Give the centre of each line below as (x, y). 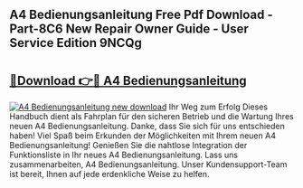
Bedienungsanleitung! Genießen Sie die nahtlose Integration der (128, 145)
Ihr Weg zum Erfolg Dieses (218, 107)
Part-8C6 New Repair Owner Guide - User (129, 29)
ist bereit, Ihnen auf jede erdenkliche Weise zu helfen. (109, 174)
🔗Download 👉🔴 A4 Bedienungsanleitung (128, 80)
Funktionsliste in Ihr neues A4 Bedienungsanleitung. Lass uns (123, 155)
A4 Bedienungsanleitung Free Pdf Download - (141, 15)
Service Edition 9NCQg (76, 43)
